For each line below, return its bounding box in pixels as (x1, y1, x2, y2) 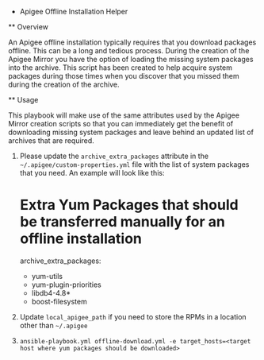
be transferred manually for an (19, 213, 226, 231)
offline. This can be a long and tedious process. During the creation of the (8, 46, 250, 55)
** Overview (8, 22, 49, 31)
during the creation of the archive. (8, 79, 120, 89)
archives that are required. (8, 136, 95, 145)
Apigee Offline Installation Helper (19, 7, 128, 16)
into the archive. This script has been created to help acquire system (8, 63, 232, 72)
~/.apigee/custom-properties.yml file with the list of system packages (19, 160, 250, 169)
